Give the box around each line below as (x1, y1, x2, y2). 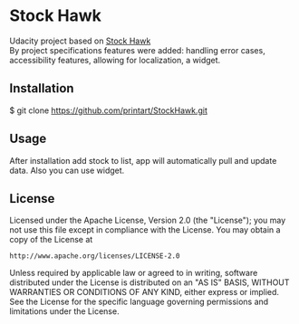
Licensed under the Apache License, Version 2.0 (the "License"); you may (9, 214, 286, 226)
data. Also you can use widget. (9, 165, 125, 176)
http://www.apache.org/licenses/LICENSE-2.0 (9, 252, 180, 261)
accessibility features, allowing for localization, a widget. (9, 54, 221, 65)
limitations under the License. (9, 306, 120, 317)
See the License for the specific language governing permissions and (9, 296, 269, 308)
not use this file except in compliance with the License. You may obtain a (9, 224, 281, 235)
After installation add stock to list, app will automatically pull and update (9, 155, 277, 166)
